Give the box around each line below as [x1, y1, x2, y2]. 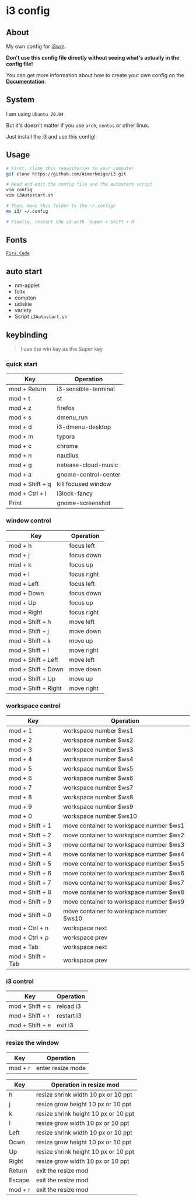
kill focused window [57, 480, 112, 488]
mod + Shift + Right [9, 684, 62, 692]
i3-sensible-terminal [57, 385, 115, 393]
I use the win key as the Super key [20, 346, 103, 353]
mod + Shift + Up [9, 674, 56, 682]
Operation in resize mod [51, 1081, 120, 1089]
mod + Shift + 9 [9, 898, 51, 906]
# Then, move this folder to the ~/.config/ [6, 203, 116, 209]
